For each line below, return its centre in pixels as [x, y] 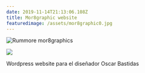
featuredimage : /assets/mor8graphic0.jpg [59, 23]
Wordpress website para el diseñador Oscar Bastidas [73, 64]
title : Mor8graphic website [42, 18]
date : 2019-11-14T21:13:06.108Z [47, 12]
